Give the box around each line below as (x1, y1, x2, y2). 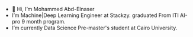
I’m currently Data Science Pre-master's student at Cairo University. (11, 24, 178, 31)
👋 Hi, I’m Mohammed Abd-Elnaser (11, 6, 95, 12)
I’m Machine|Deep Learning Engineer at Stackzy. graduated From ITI (11, 12, 179, 19)
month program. (26, 18, 66, 25)
